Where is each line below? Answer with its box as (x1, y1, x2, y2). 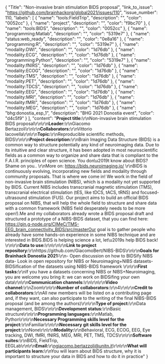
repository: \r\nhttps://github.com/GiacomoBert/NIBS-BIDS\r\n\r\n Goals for (5, 247, 160, 253)
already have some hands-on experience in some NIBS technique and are (5, 232, 156, 238)
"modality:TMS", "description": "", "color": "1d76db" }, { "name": (5, 73, 136, 79)
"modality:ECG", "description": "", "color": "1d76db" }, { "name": (5, 52, 136, 58)
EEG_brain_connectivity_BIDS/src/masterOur (5, 227, 96, 232)
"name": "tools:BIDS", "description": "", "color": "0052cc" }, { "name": (5, 25, 148, 31)
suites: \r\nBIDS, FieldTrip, (5, 338, 58, 343)
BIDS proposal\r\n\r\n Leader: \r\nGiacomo (5, 121, 91, 126)
